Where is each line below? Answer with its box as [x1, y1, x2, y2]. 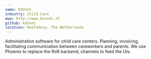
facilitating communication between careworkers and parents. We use [5, 44, 146, 49]
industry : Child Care [5, 12, 49, 16]
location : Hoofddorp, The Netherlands [5, 25, 84, 30]
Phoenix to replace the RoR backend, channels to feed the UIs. [5, 49, 131, 55]
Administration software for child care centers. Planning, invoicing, [5, 38, 139, 44]
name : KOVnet [5, 7, 32, 12]
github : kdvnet [5, 20, 36, 26]
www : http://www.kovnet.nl [5, 16, 60, 21]
